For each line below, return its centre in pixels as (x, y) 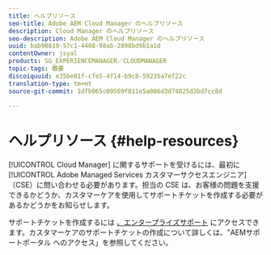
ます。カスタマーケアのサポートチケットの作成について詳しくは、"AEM (127, 232)
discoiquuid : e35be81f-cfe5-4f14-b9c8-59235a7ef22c (97, 76)
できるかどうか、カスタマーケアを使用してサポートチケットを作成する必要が (136, 195)
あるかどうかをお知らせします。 (61, 205)
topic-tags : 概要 (36, 69)
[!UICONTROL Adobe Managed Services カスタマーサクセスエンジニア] (127, 175)
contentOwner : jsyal (43, 53)
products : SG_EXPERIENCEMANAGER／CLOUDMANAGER (88, 62)
